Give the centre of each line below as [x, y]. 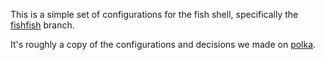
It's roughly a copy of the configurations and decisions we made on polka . [163, 44]
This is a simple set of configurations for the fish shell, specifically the [154, 14]
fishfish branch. [42, 25]
